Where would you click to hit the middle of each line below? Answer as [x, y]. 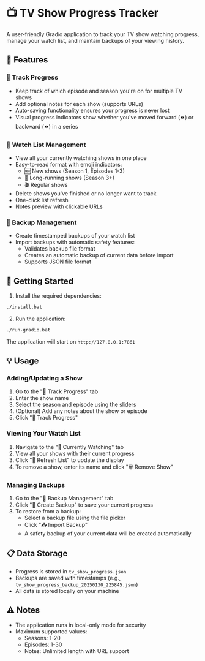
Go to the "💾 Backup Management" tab [64, 499]
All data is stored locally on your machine [67, 591]
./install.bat [24, 307]
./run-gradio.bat [28, 330]
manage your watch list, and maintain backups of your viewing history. [95, 40]
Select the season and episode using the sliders [76, 405]
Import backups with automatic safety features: [75, 242]
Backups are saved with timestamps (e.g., [68, 578]
